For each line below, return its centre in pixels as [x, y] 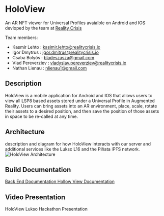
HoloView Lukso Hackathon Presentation [46, 209]
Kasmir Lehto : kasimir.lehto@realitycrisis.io [56, 47]
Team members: [22, 37]
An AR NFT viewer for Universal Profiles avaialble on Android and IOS [75, 23]
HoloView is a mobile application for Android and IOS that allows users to [79, 95]
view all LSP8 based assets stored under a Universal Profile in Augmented [80, 101]
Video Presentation [35, 197]
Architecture [25, 132]
